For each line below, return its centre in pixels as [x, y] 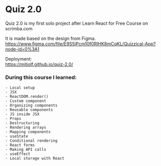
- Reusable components [29, 110]
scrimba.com [19, 28]
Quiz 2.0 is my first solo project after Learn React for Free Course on [77, 23]
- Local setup [20, 88]
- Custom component [26, 101]
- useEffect [18, 154]
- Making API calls [26, 150]
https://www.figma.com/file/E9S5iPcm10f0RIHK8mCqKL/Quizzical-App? [80, 43]
